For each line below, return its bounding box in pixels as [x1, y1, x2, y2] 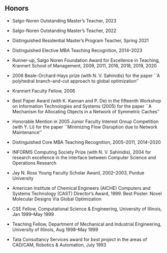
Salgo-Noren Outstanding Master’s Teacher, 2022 [12, 28, 117, 34]
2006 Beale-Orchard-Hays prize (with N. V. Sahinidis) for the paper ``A [12, 72, 160, 79]
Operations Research [12, 160, 57, 166]
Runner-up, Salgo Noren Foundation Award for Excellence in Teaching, [12, 57, 160, 63]
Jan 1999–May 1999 [12, 211, 54, 217]
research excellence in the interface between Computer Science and [12, 154, 156, 160]
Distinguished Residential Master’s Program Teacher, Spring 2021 [12, 37, 149, 43]
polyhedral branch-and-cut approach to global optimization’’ [12, 78, 139, 84]
